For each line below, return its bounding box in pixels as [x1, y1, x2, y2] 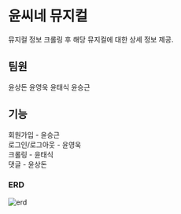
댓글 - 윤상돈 [8, 159, 47, 169]
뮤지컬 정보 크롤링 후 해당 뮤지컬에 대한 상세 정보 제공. [8, 35, 174, 44]
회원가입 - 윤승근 [8, 130, 61, 139]
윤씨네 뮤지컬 [8, 7, 88, 25]
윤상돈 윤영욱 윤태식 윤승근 [8, 82, 90, 91]
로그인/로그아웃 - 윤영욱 [8, 139, 82, 149]
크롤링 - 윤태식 [8, 149, 54, 159]
